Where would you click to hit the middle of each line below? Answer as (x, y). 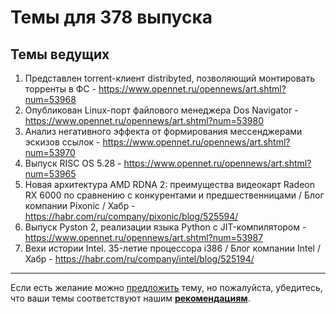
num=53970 (50, 152)
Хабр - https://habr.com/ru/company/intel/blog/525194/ (139, 259)
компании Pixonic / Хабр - (80, 205)
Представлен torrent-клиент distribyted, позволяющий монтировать (169, 78)
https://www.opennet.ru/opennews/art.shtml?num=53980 (144, 120)
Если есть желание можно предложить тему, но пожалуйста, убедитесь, (166, 287)
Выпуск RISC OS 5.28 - (73, 163)
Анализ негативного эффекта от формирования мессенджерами (163, 131)
